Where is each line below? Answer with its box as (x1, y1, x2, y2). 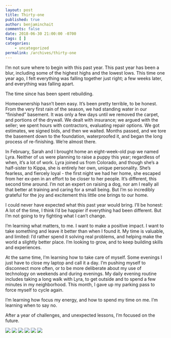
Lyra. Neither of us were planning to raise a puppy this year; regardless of (5, 154, 160, 160)
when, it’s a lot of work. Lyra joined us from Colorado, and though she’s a (5, 159, 159, 165)
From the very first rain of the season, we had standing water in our (5, 106, 147, 112)
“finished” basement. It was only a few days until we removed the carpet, (5, 111, 159, 118)
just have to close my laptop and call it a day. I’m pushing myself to (5, 259, 146, 266)
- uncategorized (14, 46, 50, 51)
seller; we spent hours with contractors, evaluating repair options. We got (5, 122, 160, 128)
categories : (5, 41, 31, 46)
